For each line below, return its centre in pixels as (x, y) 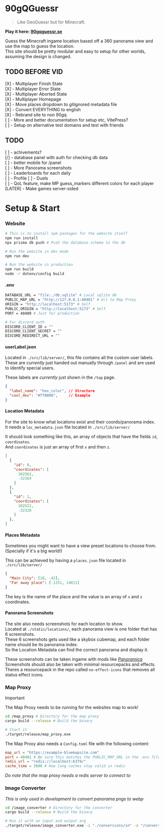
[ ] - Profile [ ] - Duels (27, 178)
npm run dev (17, 256)
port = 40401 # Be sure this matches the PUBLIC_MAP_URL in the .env (77, 757)
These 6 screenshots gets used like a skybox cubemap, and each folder (77, 639)
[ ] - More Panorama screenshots (39, 168)
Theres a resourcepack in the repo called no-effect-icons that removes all (80, 670)
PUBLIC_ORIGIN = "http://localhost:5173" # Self (55, 309)
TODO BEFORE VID (34, 72)
